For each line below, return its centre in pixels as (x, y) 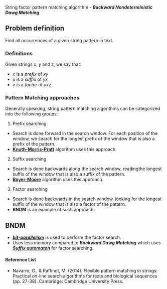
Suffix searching (29, 159)
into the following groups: (32, 114)
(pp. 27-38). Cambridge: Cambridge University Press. (68, 281)
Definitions (19, 53)
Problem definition (35, 28)
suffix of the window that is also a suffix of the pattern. (69, 174)
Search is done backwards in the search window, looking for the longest (87, 199)
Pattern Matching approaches (42, 98)
